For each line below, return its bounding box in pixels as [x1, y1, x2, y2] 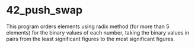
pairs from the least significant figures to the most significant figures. [6, 35, 175, 42]
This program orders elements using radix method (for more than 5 [6, 23, 170, 30]
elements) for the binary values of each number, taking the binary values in [6, 29, 190, 36]
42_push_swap [6, 4, 83, 17]
